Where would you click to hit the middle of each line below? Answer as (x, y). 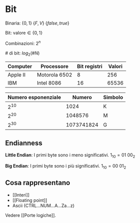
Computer (20, 66)
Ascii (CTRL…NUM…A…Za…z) (43, 205)
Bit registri (90, 66)
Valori (115, 66)
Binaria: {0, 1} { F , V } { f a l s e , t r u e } (37, 23)
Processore (55, 66)
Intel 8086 (49, 83)
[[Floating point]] (30, 200)
